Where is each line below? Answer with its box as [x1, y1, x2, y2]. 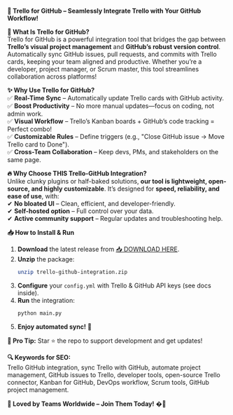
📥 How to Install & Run [7, 229, 75, 236]
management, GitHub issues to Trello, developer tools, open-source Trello [7, 370, 220, 379]
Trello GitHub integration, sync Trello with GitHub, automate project [7, 363, 201, 372]
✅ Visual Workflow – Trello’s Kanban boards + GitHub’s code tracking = [7, 117, 215, 125]
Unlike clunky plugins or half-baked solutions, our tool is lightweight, [7, 177, 208, 185]
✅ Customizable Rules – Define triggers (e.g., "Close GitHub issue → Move [7, 132, 225, 140]
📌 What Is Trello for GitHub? [7, 28, 90, 36]
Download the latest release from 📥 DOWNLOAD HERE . [17, 245, 180, 253]
